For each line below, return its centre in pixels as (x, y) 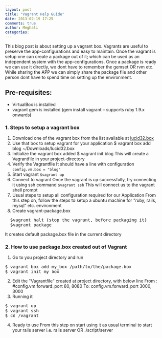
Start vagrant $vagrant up (38, 174)
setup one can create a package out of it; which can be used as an (72, 56)
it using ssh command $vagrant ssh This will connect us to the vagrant (83, 185)
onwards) (22, 115)
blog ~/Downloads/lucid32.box (43, 148)
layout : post (18, 10)
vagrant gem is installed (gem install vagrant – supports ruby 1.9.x (78, 109)
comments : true (21, 23)
